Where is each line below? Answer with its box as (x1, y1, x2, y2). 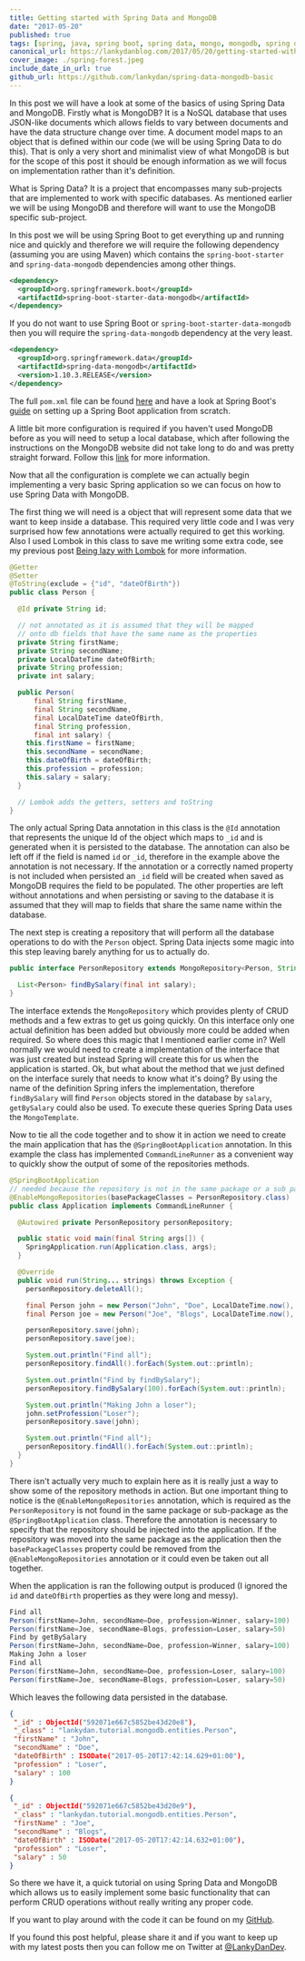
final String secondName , (33, 704, 132, 714)
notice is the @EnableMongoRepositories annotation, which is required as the (9, 1494, 291, 1506)
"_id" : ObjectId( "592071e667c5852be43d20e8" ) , (13, 1717, 197, 1727)
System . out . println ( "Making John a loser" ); (25, 1400, 197, 1410)
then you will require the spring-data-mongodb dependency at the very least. (9, 328, 293, 339)
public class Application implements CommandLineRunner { (9, 1201, 233, 1210)
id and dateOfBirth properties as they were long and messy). (9, 1590, 239, 1601)
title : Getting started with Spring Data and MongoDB (9, 13, 218, 23)
